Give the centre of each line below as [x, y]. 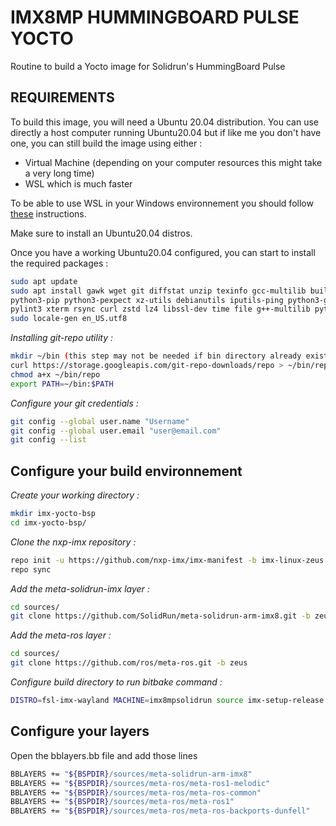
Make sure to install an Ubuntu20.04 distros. [101, 233]
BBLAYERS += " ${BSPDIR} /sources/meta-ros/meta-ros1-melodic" [140, 783]
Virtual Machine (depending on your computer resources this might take [173, 162]
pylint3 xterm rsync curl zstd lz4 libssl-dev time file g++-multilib [160, 309]
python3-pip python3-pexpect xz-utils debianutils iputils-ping [147, 300]
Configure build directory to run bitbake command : [116, 682]
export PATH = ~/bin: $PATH [62, 384]
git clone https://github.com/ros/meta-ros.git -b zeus [129, 663]
